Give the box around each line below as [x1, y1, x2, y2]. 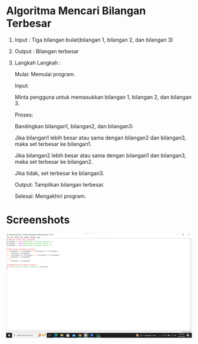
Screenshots [6, 213, 70, 227]
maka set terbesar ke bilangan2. [14, 158, 93, 165]
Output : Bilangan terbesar [14, 47, 79, 54]
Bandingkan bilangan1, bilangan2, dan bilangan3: [14, 122, 134, 129]
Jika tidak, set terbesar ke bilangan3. [14, 170, 105, 177]
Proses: [14, 111, 34, 118]
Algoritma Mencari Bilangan [6, 4, 146, 18]
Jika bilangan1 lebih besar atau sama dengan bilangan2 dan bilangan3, [14, 134, 187, 141]
